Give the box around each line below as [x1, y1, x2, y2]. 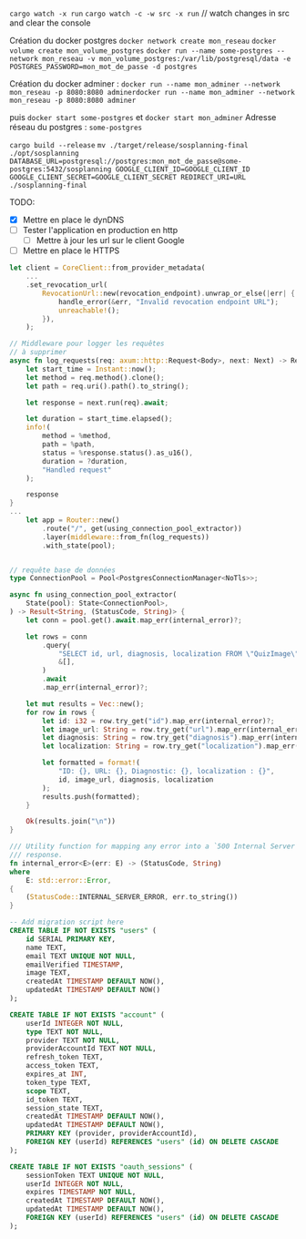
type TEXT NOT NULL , [25, 1027, 104, 1037]
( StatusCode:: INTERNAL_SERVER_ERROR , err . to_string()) [25, 893, 239, 902]
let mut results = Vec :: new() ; [25, 699, 145, 709]
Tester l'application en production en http [22, 225, 178, 236]
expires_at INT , [25, 1070, 88, 1079]
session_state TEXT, [25, 1103, 104, 1112]
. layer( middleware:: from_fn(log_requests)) [42, 532, 209, 541]
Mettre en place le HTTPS [22, 245, 120, 256]
